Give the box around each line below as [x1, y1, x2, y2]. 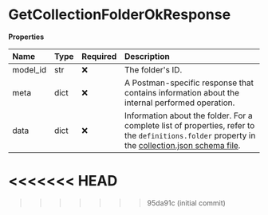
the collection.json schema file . [124, 139, 241, 150]
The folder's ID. [124, 64, 183, 75]
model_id [12, 64, 47, 75]
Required [81, 50, 117, 61]
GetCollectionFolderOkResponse [8, 6, 231, 24]
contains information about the [124, 87, 240, 98]
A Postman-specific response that [124, 77, 254, 88]
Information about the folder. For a [124, 110, 253, 121]
